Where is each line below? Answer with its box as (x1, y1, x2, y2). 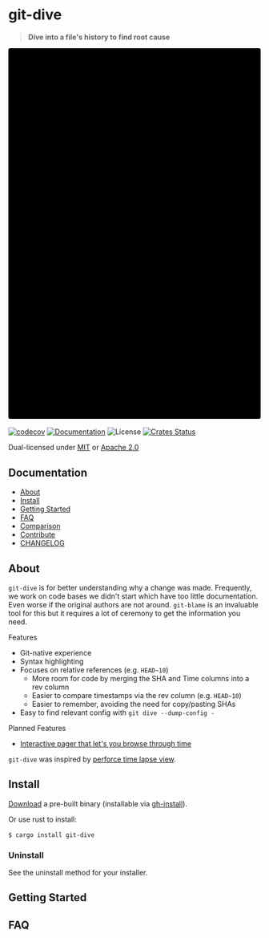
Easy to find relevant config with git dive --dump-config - (19, 708, 215, 717)
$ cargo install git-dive (8, 830, 94, 839)
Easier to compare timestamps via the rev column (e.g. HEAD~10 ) (31, 690, 242, 700)
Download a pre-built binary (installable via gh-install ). (8, 798, 188, 808)
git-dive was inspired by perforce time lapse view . (8, 754, 176, 764)
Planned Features (8, 723, 66, 733)
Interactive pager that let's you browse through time (19, 738, 192, 748)
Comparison (19, 522, 62, 531)
